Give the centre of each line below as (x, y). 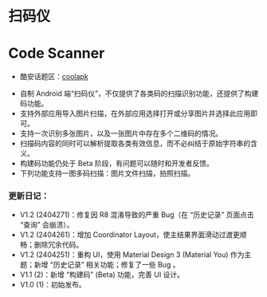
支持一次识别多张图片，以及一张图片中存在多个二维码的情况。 (121, 133)
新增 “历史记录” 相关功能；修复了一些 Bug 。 (107, 265)
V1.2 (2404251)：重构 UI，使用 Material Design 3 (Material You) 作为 (132, 255)
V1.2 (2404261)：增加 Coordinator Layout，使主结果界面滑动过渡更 (130, 235)
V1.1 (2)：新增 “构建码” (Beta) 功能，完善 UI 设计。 (102, 275)
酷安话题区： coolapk (54, 77)
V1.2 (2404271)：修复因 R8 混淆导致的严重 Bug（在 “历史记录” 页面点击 (137, 215)
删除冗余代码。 (59, 245)
